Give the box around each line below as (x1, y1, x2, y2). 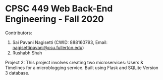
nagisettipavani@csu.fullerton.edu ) (12, 44, 84, 50)
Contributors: (5, 30, 32, 36)
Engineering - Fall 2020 (5, 13, 104, 25)
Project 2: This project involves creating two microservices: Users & (5, 59, 144, 65)
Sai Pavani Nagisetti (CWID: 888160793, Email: (12, 39, 108, 45)
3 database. (5, 70, 30, 76)
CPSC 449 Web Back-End (5, 3, 113, 14)
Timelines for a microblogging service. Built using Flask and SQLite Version (5, 65, 159, 71)
